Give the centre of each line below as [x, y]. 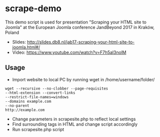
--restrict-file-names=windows [37, 97]
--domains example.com [28, 101]
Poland [12, 32]
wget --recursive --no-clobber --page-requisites [57, 89]
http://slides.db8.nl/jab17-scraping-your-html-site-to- [81, 42]
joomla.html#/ [26, 47]
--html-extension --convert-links [40, 93]
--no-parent [17, 106]
